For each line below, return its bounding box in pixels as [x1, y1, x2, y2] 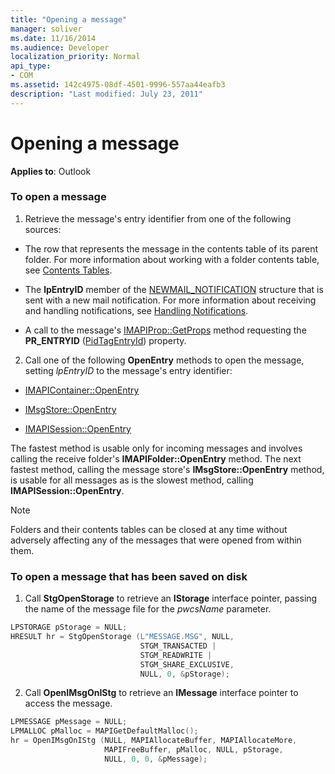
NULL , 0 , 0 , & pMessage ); [104, 754, 208, 764]
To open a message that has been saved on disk [10, 569, 248, 583]
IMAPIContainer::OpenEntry [24, 384, 140, 396]
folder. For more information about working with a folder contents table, [24, 253, 320, 265]
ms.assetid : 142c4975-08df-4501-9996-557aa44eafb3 [10, 80, 226, 90]
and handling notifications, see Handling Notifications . [24, 304, 249, 316]
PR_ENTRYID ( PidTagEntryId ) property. [24, 334, 187, 346]
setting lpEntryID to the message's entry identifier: [24, 364, 233, 376]
